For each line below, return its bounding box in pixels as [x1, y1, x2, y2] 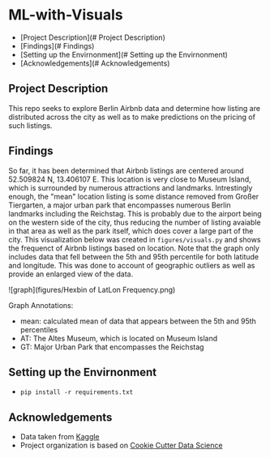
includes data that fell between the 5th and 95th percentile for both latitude [8, 251, 259, 261]
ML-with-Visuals [8, 6, 123, 24]
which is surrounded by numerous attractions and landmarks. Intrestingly [8, 182, 253, 192]
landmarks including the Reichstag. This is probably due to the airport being [8, 208, 262, 218]
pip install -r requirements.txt [19, 388, 134, 396]
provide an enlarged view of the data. [8, 269, 134, 279]
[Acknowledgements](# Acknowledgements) [19, 58, 170, 68]
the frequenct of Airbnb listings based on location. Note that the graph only [8, 243, 259, 253]
